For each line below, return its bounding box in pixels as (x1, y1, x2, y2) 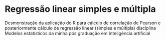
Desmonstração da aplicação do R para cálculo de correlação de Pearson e (5, 20, 161, 26)
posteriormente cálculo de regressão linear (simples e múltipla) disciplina (5, 25, 156, 31)
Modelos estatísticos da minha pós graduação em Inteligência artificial (5, 30, 150, 36)
